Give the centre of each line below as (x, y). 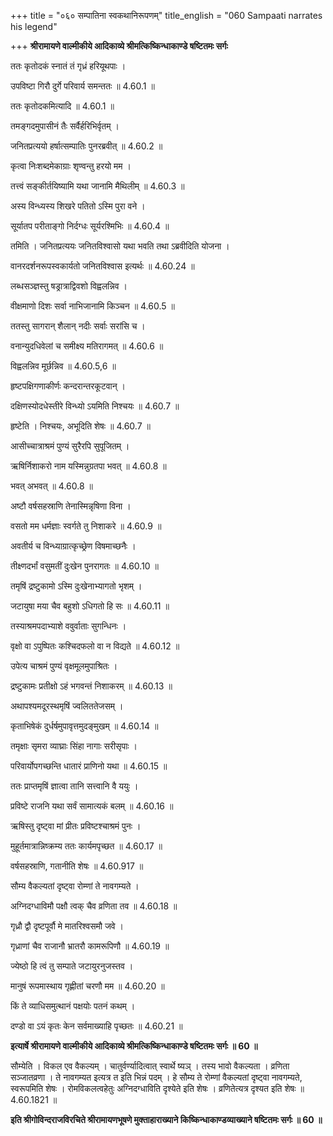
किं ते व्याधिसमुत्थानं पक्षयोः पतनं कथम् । (73, 1006)
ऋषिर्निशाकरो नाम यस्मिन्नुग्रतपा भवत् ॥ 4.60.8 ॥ (88, 466)
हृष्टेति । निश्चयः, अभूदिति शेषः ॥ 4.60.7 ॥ (80, 426)
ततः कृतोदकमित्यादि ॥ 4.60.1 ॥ (62, 106)
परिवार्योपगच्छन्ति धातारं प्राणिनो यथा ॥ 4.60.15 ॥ (89, 766)
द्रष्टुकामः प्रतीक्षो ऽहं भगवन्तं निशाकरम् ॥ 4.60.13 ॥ (91, 686)
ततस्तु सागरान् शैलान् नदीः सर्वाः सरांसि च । (78, 326)
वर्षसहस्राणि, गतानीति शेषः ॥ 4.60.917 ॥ (77, 866)
